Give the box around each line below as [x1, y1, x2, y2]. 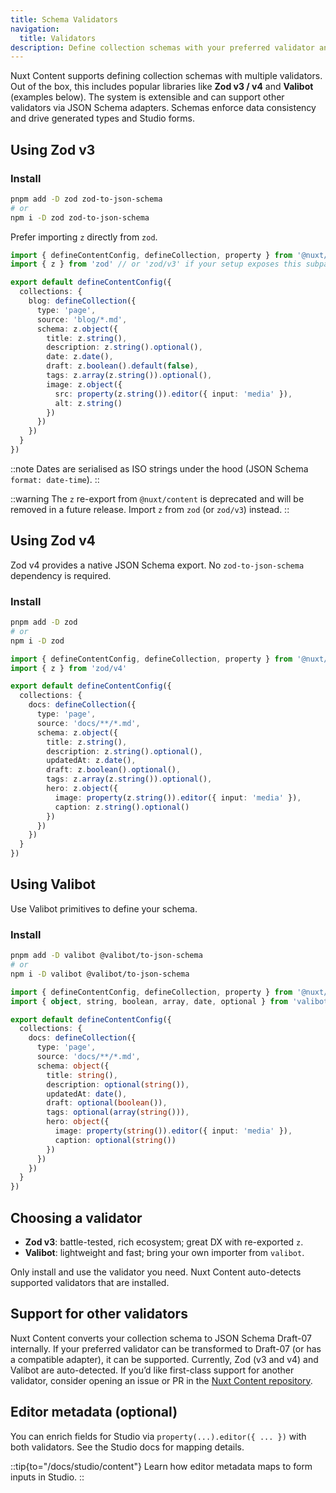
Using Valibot [10, 876, 96, 893]
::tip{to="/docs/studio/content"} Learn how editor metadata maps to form [10, 1460, 313, 1472]
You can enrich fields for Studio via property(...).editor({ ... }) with [10, 1430, 307, 1442]
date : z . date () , [46, 352, 114, 362]
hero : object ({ [46, 1117, 110, 1127]
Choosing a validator [10, 1209, 143, 1226]
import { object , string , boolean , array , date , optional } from [10, 996, 288, 1006]
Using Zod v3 [10, 141, 96, 158]
